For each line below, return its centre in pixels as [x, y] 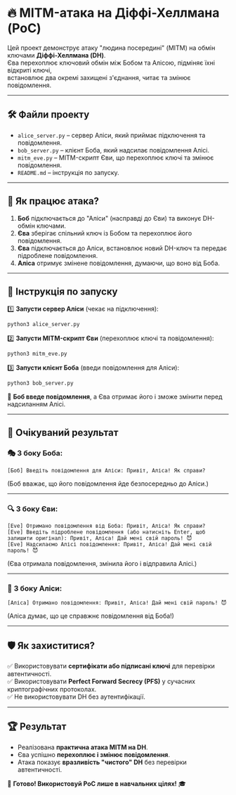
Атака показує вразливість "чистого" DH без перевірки [102, 762]
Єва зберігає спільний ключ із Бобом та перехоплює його [105, 233]
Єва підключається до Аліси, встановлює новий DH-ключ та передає [122, 248]
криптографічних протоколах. [52, 690]
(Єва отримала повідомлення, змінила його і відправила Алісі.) [102, 563]
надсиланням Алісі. [37, 404]
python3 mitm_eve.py [38, 354]
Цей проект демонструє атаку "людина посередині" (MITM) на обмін [111, 48]
